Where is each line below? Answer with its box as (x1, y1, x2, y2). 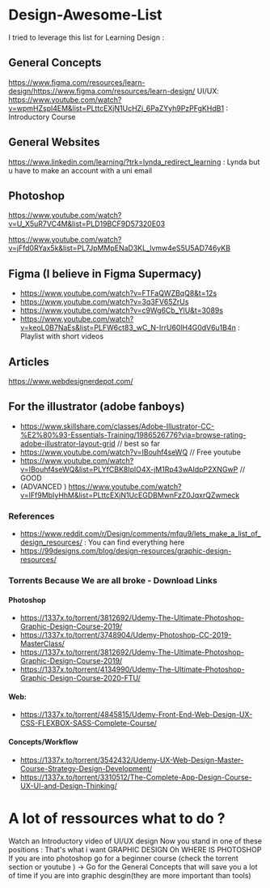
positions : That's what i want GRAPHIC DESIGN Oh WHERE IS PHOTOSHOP (8, 844, 262, 854)
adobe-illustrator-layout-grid (19, 438, 116, 448)
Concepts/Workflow (8, 737, 78, 747)
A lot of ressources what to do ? (8, 809, 226, 827)
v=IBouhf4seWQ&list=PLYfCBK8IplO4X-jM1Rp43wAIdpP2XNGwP (19, 464, 238, 474)
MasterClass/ (19, 638, 65, 649)
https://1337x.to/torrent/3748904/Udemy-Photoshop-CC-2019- (19, 630, 232, 640)
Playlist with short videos (19, 331, 103, 341)
